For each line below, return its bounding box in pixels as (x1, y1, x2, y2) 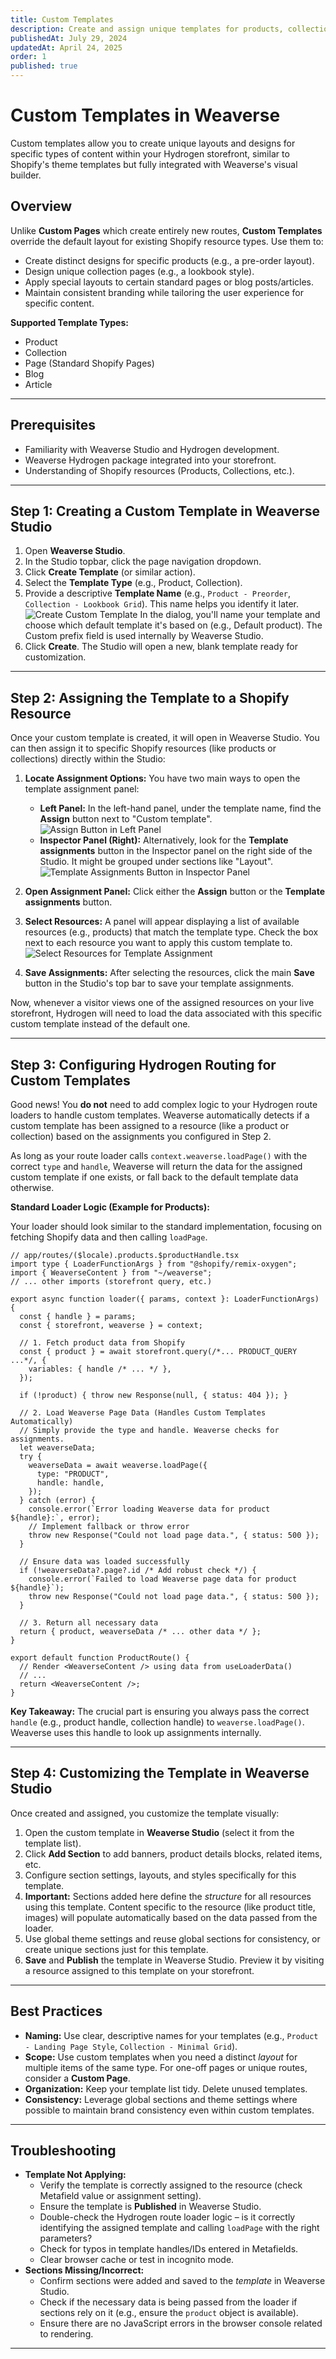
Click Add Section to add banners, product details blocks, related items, (24, 1847, 323, 1860)
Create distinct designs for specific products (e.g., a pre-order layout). (24, 254, 315, 266)
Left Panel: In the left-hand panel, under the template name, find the (39, 802, 322, 815)
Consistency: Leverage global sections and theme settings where (24, 2093, 298, 2105)
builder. (10, 169, 42, 181)
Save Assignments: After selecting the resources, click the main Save (24, 967, 315, 979)
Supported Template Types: (10, 316, 129, 328)
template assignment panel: (24, 783, 140, 795)
